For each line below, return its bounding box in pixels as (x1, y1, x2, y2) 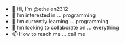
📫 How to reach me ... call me (11, 31, 85, 37)
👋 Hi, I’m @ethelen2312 (11, 6, 68, 12)
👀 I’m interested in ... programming (11, 12, 96, 19)
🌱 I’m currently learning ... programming (11, 18, 109, 24)
